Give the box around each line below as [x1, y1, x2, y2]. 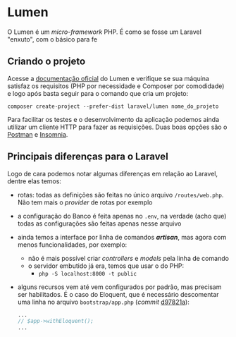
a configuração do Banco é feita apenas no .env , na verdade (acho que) [17, 212, 227, 220]
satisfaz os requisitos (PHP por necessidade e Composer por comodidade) [7, 82, 225, 90]
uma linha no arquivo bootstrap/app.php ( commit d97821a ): [17, 298, 190, 306]
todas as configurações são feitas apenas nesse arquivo [17, 219, 182, 228]
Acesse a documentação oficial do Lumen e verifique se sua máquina [7, 74, 210, 82]
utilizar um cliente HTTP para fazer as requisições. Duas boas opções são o [7, 123, 228, 131]
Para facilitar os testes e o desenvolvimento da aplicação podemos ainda [7, 115, 220, 123]
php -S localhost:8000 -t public [38, 270, 137, 277]
